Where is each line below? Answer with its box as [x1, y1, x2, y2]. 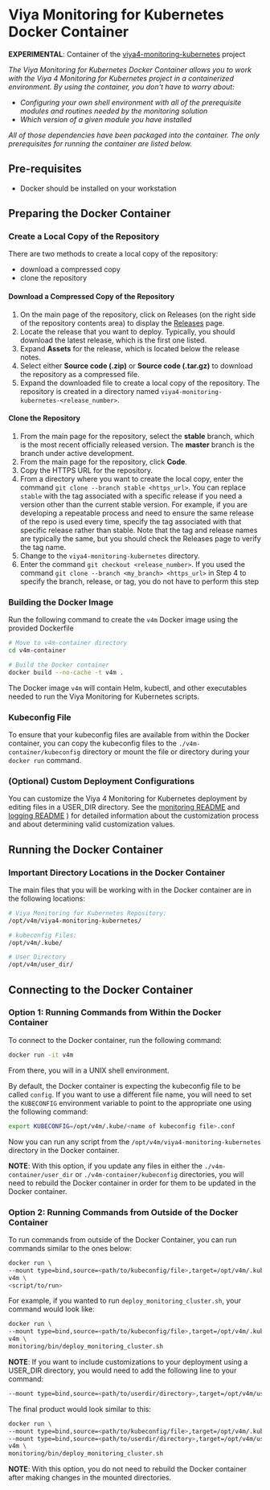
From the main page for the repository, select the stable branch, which [19, 431, 255, 441]
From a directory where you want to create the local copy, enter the [19, 474, 243, 483]
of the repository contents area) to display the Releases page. [19, 318, 225, 327]
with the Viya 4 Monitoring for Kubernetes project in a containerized [8, 73, 235, 83]
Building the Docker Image [8, 597, 114, 608]
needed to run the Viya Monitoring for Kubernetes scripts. [8, 692, 199, 701]
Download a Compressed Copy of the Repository [8, 292, 175, 302]
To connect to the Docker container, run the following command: [8, 1035, 223, 1045]
